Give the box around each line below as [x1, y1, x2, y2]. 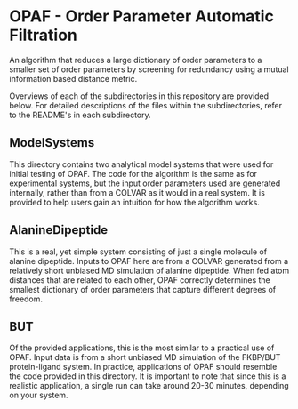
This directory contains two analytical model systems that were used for [9, 158, 274, 170]
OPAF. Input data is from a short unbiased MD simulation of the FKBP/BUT [9, 352, 281, 363]
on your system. [9, 389, 68, 401]
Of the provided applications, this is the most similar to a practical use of [9, 342, 275, 353]
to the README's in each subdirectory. [9, 109, 151, 120]
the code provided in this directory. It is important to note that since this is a [9, 371, 286, 381]
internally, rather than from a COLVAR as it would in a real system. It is [9, 187, 265, 197]
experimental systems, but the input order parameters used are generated [9, 178, 281, 188]
